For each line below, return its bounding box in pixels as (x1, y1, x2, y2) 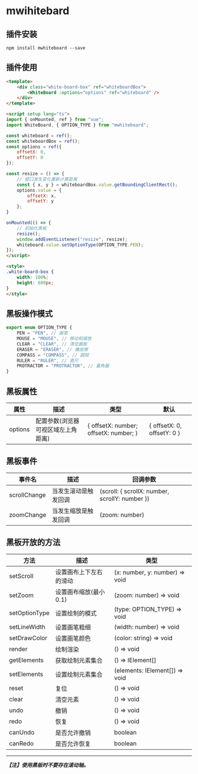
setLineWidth (9, 622, 46, 631)
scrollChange (9, 491, 46, 499)
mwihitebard (6, 4, 70, 18)
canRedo (9, 739, 34, 747)
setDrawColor (9, 634, 48, 642)
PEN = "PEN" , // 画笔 (16, 330, 68, 336)
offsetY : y (27, 198, 54, 204)
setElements (9, 670, 44, 678)
